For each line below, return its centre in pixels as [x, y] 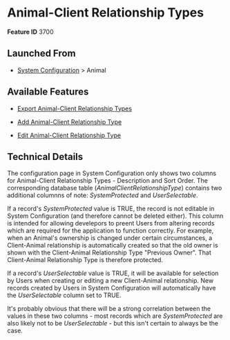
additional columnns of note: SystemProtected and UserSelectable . [103, 195]
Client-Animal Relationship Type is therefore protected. [85, 260]
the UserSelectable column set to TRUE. [64, 295]
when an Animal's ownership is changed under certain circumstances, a [110, 238]
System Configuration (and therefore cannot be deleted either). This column [115, 216]
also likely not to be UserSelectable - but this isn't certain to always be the [113, 323]
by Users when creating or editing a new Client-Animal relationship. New [111, 281]
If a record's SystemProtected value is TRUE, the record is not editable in [111, 209]
